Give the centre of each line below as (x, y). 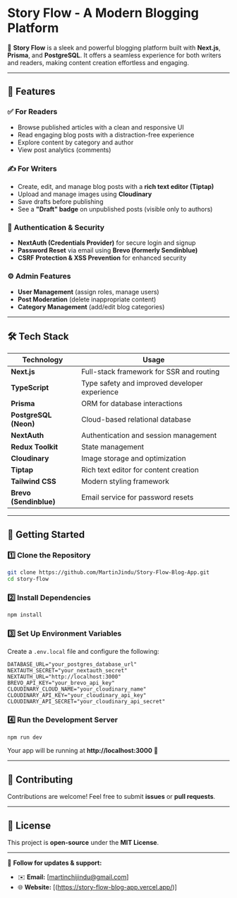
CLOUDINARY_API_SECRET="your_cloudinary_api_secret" (86, 702)
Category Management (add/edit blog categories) (91, 306)
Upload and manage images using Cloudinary (85, 194)
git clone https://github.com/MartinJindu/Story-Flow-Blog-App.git (109, 572)
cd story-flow (28, 579)
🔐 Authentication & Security (56, 227)
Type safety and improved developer (142, 384)
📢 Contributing (40, 779)
